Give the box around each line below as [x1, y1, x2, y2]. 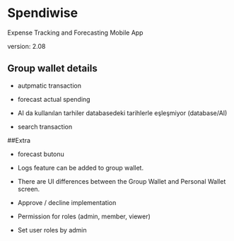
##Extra [7, 136, 30, 144]
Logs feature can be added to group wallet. [17, 163, 144, 172]
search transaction [17, 122, 73, 131]
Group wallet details [7, 62, 98, 75]
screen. [17, 184, 40, 193]
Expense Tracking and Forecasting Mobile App [7, 28, 144, 37]
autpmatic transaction [17, 81, 81, 90]
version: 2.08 [7, 42, 46, 50]
